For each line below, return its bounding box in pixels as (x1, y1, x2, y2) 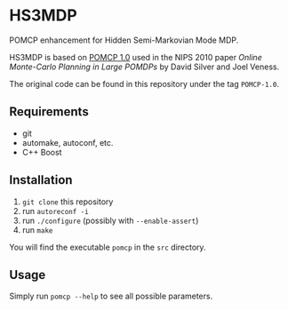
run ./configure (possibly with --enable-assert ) (21, 215, 199, 226)
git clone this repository (21, 196, 114, 207)
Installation (9, 172, 73, 187)
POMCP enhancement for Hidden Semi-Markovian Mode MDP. (9, 35, 239, 45)
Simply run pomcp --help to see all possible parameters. (9, 290, 213, 302)
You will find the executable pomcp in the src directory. (9, 242, 206, 252)
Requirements (9, 104, 89, 120)
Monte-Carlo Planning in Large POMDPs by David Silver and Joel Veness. (9, 61, 280, 72)
